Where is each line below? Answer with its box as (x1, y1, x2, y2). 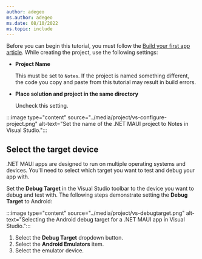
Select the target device (6, 144, 99, 154)
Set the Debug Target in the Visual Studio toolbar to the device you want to (6, 185, 194, 192)
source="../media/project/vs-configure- (67, 114, 167, 121)
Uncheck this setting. (15, 102, 69, 110)
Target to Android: (6, 198, 53, 205)
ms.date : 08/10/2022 (6, 20, 59, 26)
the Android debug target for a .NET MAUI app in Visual (46, 216, 185, 223)
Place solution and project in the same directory (15, 90, 138, 97)
